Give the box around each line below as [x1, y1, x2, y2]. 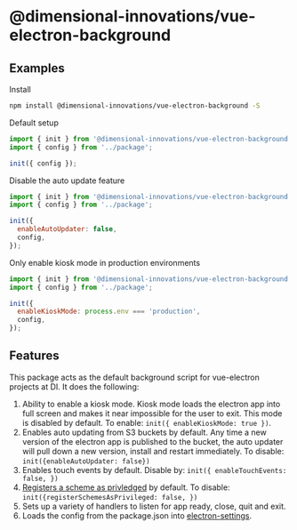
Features [9, 349, 60, 364]
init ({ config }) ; [9, 158, 77, 168]
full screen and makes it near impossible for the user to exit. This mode [21, 407, 283, 419]
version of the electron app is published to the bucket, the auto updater [21, 436, 284, 446]
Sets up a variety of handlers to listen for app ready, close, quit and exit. [21, 501, 286, 511]
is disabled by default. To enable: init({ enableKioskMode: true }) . [21, 417, 272, 428]
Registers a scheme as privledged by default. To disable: [21, 482, 230, 493]
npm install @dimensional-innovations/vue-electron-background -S [9, 101, 261, 110]
